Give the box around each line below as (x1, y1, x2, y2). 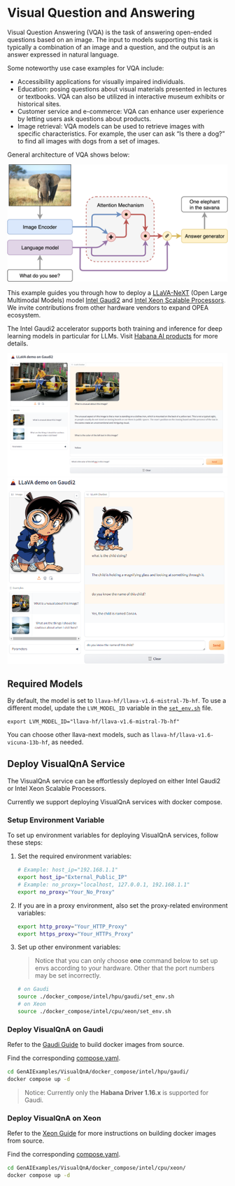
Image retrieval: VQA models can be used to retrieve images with (17, 122, 205, 130)
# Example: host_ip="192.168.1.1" (17, 866, 118, 873)
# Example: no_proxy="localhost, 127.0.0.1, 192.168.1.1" (17, 881, 190, 888)
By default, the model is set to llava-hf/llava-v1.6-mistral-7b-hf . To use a (7, 696, 227, 705)
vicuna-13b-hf (7, 739, 49, 746)
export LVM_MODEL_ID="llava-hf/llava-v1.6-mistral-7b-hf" (7, 718, 180, 725)
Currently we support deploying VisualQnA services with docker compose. (7, 797, 222, 806)
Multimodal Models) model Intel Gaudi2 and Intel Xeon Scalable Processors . (7, 296, 226, 304)
